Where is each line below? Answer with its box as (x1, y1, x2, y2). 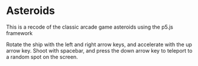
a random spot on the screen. (6, 53, 78, 60)
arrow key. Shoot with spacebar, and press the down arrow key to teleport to (6, 47, 193, 54)
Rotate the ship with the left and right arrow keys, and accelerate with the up (6, 41, 192, 48)
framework (6, 29, 33, 36)
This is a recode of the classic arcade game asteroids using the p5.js (6, 23, 173, 30)
